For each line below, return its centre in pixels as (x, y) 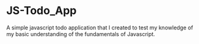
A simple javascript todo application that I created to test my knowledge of (100, 28)
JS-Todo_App (42, 11)
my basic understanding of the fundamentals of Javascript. (81, 34)
